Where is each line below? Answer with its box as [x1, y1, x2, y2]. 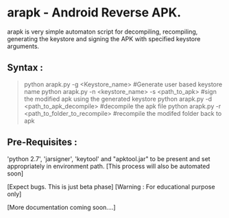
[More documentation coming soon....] [7, 203, 116, 211]
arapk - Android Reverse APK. [7, 5, 182, 21]
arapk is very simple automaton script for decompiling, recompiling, [7, 27, 198, 36]
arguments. [7, 42, 40, 50]
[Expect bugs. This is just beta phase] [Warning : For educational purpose [7, 182, 215, 191]
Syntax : [7, 62, 43, 73]
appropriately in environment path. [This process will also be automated [7, 162, 210, 170]
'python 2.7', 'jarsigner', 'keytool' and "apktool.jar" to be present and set [7, 154, 210, 162]
